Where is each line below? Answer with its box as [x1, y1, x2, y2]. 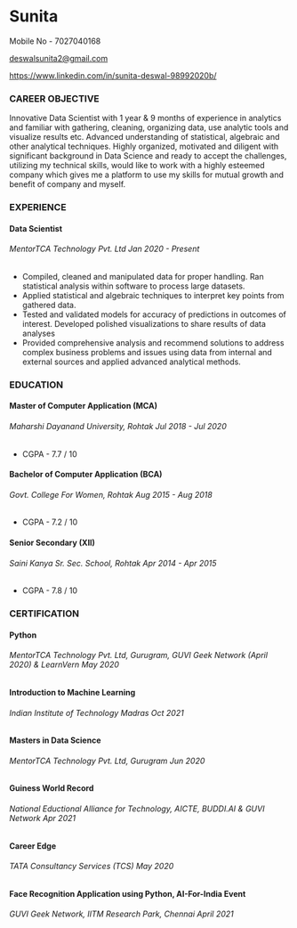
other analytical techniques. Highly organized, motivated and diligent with [9, 141, 279, 152]
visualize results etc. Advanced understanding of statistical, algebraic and [9, 132, 280, 142]
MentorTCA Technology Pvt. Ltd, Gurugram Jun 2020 [9, 755, 205, 766]
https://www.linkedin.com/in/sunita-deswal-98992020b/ [9, 69, 217, 81]
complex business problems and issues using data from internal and [21, 346, 273, 357]
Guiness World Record [9, 783, 94, 794]
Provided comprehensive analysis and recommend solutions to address [21, 337, 285, 348]
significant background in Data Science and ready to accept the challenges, [9, 151, 287, 161]
